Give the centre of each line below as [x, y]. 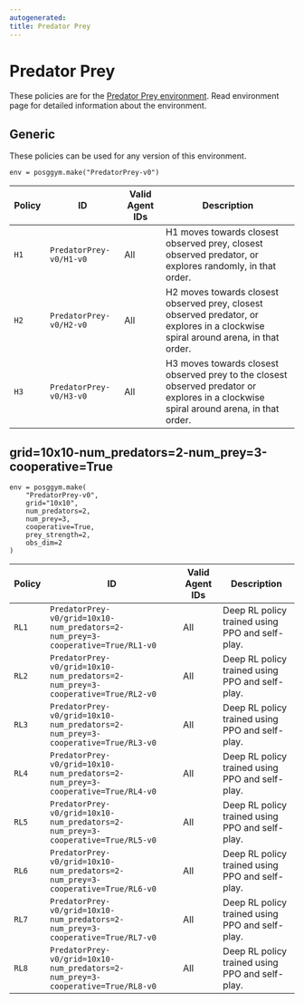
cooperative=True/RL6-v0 [103, 889]
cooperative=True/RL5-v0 [103, 840]
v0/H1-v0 [68, 260]
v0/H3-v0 [68, 396]
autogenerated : [38, 18]
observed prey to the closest [227, 375]
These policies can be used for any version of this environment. [128, 156]
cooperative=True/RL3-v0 [103, 743]
